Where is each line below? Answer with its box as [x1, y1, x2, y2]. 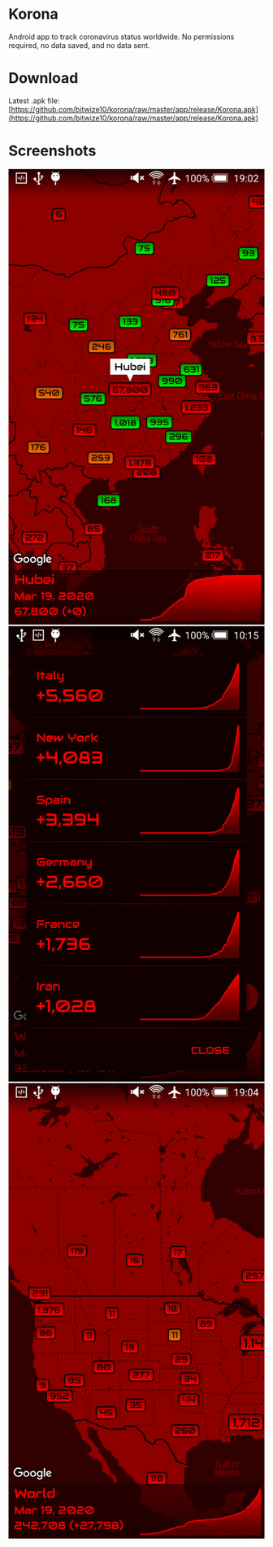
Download [8, 69, 79, 88]
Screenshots [8, 142, 97, 160]
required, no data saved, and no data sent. [8, 40, 150, 50]
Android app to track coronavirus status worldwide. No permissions [8, 32, 235, 41]
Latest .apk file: [8, 95, 60, 106]
